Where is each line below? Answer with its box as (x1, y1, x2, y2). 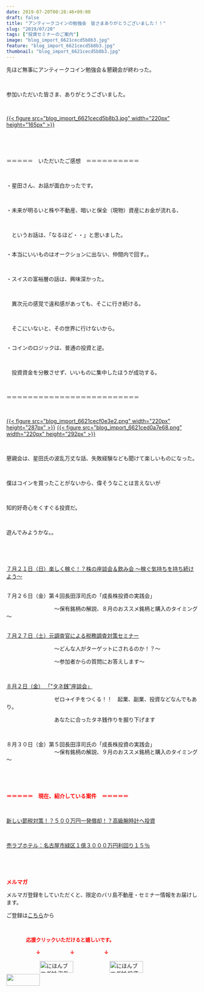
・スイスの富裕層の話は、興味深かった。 (6, 275, 107, 283)
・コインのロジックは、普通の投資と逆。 (6, 344, 107, 351)
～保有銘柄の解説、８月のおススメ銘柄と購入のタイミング (53, 605, 198, 612)
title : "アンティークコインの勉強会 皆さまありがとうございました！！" (6, 20, 166, 26)
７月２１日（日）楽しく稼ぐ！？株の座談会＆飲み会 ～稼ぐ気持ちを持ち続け (6, 565, 194, 572)
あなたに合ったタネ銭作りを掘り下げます (53, 715, 155, 723)
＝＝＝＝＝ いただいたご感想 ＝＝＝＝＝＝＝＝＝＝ (6, 157, 140, 164)
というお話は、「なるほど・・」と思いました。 (11, 231, 126, 238)
